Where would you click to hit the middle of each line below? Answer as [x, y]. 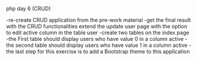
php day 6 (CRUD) [28, 9]
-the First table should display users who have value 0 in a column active [95, 39]
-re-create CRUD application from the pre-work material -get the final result [98, 20]
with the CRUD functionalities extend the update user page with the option [97, 26]
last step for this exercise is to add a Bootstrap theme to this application [103, 52]
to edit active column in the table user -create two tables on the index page [98, 33]
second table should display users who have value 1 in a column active [101, 45]
